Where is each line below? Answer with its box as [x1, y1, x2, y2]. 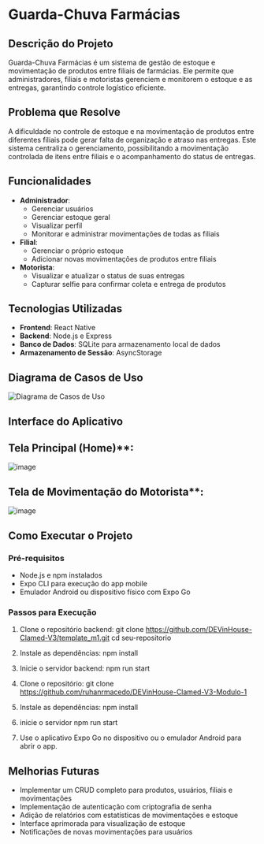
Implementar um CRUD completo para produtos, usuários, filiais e [19, 786, 233, 795]
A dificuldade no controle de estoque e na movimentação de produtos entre [8, 126, 255, 136]
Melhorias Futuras [8, 764, 100, 778]
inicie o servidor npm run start [19, 718, 118, 727]
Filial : [19, 237, 38, 247]
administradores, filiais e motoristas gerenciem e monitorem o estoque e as [8, 75, 253, 84]
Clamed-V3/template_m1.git [19, 633, 110, 643]
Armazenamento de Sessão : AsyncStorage [19, 348, 162, 358]
